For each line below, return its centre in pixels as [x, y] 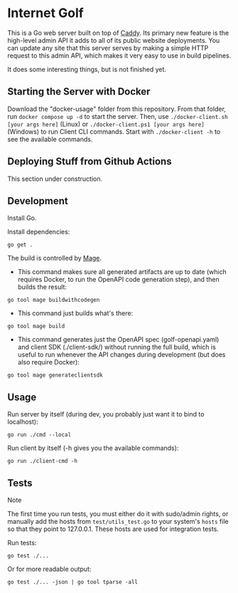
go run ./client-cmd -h [43, 461]
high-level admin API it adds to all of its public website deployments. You [114, 40]
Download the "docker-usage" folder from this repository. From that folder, [117, 109]
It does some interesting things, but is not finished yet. [87, 69]
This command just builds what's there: [75, 313]
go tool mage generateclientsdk [55, 375]
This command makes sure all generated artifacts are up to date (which [122, 272]
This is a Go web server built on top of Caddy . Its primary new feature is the [118, 33]
